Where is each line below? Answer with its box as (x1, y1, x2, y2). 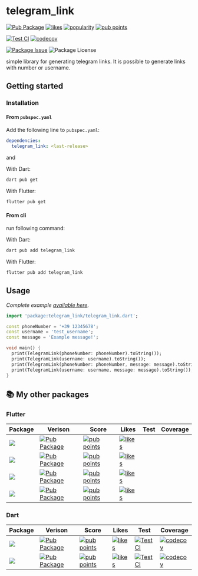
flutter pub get (6, 199, 46, 205)
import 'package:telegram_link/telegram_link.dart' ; (6, 313, 138, 319)
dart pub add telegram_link (6, 247, 75, 254)
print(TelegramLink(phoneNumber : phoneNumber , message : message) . (11, 361, 178, 368)
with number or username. (6, 64, 71, 71)
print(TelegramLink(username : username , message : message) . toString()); (11, 367, 194, 373)
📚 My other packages (6, 389, 90, 399)
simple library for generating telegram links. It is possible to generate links (6, 58, 186, 65)
